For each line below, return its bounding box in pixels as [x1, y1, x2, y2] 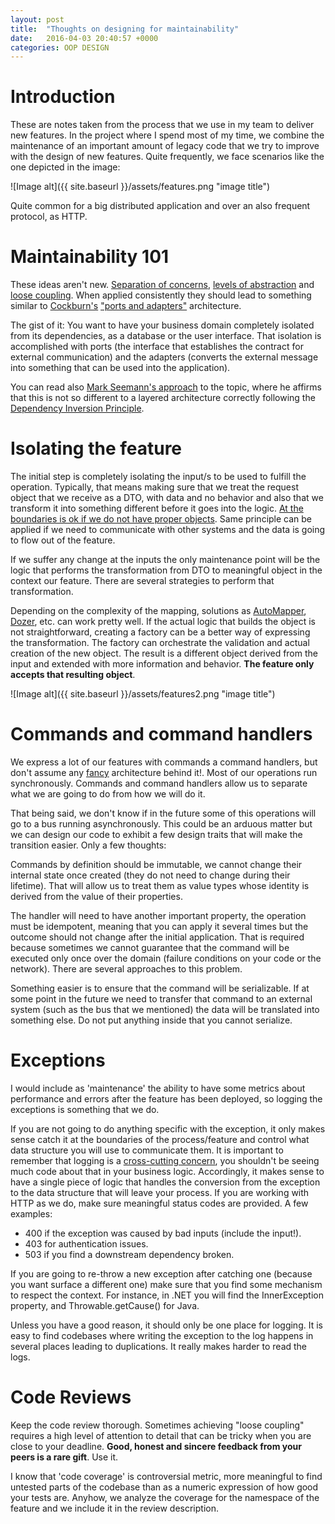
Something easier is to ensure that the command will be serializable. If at [10, 982, 310, 994]
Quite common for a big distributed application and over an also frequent [10, 200, 311, 212]
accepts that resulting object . [10, 669, 136, 681]
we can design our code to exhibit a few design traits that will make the [10, 829, 303, 840]
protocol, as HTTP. [10, 211, 88, 223]
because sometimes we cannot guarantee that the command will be [10, 942, 290, 953]
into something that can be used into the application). [10, 362, 231, 374]
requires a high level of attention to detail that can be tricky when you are [10, 1429, 312, 1441]
